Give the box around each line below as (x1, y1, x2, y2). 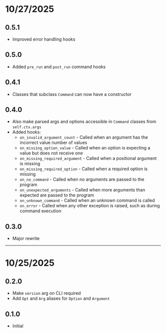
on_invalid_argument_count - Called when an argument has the (19, 135, 148, 141)
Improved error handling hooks (12, 36, 76, 42)
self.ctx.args (12, 125, 41, 130)
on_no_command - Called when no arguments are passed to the (19, 177, 145, 183)
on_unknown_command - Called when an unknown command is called (19, 197, 155, 203)
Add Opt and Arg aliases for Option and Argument (12, 295, 110, 301)
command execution (19, 208, 62, 214)
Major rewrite (12, 236, 40, 241)
